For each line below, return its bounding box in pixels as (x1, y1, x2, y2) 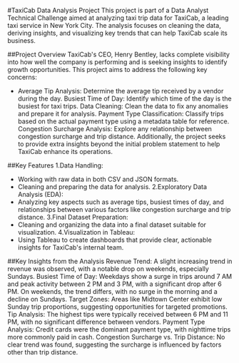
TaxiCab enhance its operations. (17, 148, 113, 155)
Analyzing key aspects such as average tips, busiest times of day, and (17, 198, 224, 206)
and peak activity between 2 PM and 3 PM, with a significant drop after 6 (7, 280, 223, 288)
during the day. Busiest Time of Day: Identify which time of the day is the (17, 94, 232, 103)
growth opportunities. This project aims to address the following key (7, 66, 208, 73)
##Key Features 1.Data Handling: (7, 161, 103, 170)
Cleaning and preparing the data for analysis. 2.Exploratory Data (17, 183, 208, 191)
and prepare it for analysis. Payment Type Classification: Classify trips (17, 110, 224, 118)
